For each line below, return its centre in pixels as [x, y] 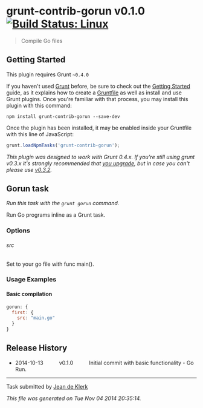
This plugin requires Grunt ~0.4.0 [48, 74]
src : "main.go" [36, 318]
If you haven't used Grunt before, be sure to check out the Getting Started [98, 86]
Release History [37, 348]
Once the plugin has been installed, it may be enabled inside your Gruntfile [99, 128]
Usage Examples [31, 280]
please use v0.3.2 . [29, 169]
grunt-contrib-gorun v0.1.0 [76, 11]
